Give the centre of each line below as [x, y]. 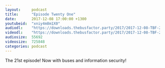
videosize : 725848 [25, 42]
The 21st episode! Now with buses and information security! [66, 60]
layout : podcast [26, 10]
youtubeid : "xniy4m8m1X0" [33, 23]
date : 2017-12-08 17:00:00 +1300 [46, 19]
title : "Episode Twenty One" [41, 14]
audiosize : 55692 [24, 37]
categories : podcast [26, 46]
